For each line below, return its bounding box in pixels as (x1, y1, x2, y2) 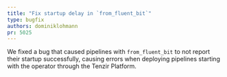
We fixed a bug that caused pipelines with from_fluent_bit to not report (7, 48, 211, 56)
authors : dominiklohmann (7, 22, 78, 29)
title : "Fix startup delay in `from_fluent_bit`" (7, 10, 152, 17)
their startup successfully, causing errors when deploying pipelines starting (7, 55, 221, 63)
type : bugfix (7, 16, 45, 23)
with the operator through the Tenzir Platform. (7, 62, 137, 70)
